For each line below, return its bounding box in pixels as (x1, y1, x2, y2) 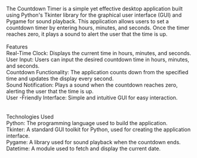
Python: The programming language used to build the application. (6, 120, 168, 126)
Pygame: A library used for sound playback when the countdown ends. (6, 139, 181, 145)
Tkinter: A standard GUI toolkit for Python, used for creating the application (6, 126, 191, 133)
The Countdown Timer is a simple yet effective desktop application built (6, 5, 183, 12)
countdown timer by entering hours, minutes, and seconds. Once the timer (6, 24, 190, 31)
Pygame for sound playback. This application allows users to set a (6, 18, 169, 25)
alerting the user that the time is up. (6, 88, 94, 95)
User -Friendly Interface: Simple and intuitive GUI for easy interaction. (6, 94, 178, 101)
